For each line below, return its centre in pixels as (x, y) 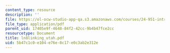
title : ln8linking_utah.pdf (35, 38)
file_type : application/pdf (35, 24)
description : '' (22, 15)
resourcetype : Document (30, 33)
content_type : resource (30, 10)
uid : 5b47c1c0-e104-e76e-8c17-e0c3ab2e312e (52, 43)
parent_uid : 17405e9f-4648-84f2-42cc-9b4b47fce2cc (60, 29)
